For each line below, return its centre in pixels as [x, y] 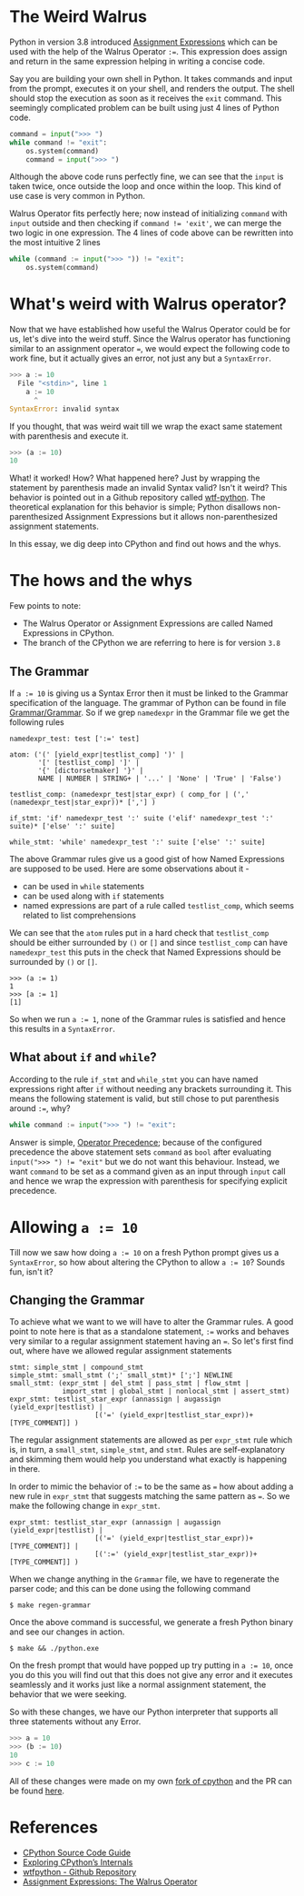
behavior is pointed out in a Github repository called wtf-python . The [137, 498]
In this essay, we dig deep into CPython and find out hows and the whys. [145, 544]
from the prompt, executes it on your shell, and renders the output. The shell [152, 88]
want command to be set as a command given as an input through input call [147, 1171]
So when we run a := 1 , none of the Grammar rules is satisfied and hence [147, 1019]
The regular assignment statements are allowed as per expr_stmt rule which [151, 1440]
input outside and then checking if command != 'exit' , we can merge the [146, 223]
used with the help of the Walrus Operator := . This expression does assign [148, 51]
